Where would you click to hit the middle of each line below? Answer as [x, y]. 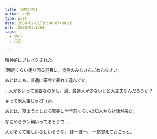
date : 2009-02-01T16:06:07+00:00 [39, 23]
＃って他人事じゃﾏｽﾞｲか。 [31, 101]
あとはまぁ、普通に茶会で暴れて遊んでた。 [47, 80]
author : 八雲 [17, 14]
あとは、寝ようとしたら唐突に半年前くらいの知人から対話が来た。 [71, 111]
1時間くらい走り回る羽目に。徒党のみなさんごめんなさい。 [63, 70]
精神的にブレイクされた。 [31, 60]
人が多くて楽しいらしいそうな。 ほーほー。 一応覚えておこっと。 [70, 132]
